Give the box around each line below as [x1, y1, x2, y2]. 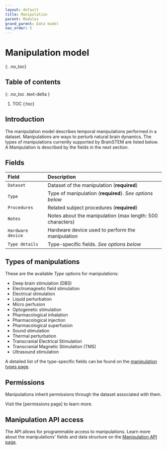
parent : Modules [5, 16, 39, 21]
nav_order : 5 [5, 26, 32, 31]
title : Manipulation [5, 12, 48, 17]
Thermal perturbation [12, 333, 56, 339]
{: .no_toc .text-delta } [5, 91, 50, 97]
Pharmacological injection [12, 317, 66, 323]
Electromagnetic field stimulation [12, 286, 80, 292]
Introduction [5, 115, 45, 124]
